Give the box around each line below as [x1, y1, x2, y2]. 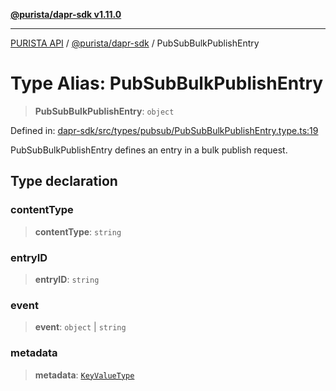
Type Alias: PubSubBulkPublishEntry [10, 72, 324, 95]
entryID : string [34, 273, 100, 285]
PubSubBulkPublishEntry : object [34, 105, 175, 117]
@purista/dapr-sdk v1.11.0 [10, 9, 122, 20]
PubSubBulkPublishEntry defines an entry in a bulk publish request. [10, 144, 288, 156]
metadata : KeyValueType [34, 369, 135, 381]
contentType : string [34, 225, 122, 238]
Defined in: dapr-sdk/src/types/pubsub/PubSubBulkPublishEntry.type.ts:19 [10, 124, 319, 136]
